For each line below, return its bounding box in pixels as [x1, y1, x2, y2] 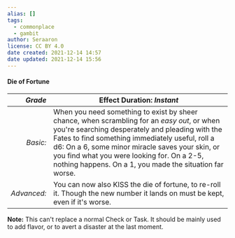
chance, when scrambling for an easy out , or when [53, 115, 220, 125]
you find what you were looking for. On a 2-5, [53, 150, 204, 160]
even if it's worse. [53, 197, 112, 206]
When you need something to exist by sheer [53, 106, 198, 116]
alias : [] [7, 10, 36, 17]
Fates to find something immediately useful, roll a [53, 133, 215, 143]
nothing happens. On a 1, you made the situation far [53, 159, 224, 169]
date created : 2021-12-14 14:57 [7, 50, 101, 57]
